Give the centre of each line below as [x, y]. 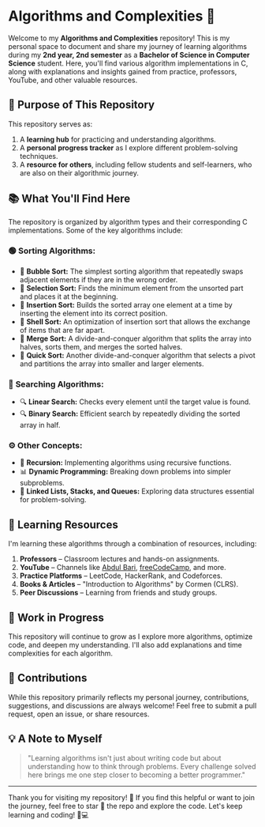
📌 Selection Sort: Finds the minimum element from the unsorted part [131, 288]
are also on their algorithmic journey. [79, 172]
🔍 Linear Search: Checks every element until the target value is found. [135, 402]
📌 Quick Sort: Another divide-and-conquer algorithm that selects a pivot [137, 355]
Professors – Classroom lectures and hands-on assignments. [119, 559]
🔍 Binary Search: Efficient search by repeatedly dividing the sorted [130, 413]
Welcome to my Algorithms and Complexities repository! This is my [119, 38]
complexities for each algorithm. [60, 653]
